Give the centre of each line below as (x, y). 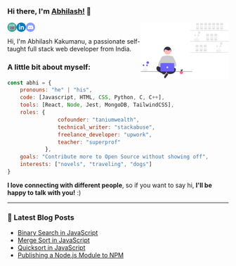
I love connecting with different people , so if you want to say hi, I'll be (110, 185)
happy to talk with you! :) (44, 192)
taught (17, 49)
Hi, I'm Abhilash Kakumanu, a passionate (66, 42)
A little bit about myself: (49, 68)
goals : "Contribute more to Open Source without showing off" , (114, 157)
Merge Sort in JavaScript (53, 240)
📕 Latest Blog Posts (41, 217)
